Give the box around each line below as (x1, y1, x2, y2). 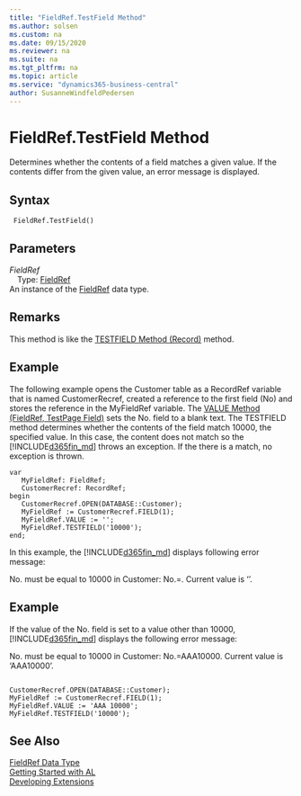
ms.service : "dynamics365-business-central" (9, 80, 179, 89)
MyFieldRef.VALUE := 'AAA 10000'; (9, 701, 139, 711)
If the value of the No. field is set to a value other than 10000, (9, 623, 236, 634)
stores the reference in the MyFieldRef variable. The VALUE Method (9, 402, 261, 414)
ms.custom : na (9, 30, 63, 39)
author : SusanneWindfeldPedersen (9, 88, 135, 97)
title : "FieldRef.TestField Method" (9, 13, 146, 22)
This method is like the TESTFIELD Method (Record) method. (9, 334, 235, 344)
